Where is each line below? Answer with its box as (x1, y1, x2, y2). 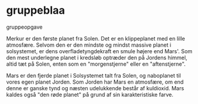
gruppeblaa (6, 4, 65, 17)
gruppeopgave (6, 23, 43, 30)
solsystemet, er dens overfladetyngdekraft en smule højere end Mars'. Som (6, 47, 193, 54)
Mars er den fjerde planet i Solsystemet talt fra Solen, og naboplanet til (6, 72, 181, 79)
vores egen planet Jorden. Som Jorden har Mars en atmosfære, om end (6, 78, 184, 85)
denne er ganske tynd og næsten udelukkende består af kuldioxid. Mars (6, 84, 184, 91)
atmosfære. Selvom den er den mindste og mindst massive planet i (6, 41, 172, 48)
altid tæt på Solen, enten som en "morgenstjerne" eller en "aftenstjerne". (6, 60, 186, 68)
